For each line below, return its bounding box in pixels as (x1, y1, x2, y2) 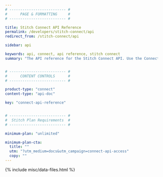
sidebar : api (5, 43, 32, 48)
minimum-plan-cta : (5, 140, 42, 145)
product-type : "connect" (5, 87, 55, 92)
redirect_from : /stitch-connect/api (5, 34, 79, 39)
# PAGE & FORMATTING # (5, 12, 70, 17)
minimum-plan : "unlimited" (5, 131, 60, 136)
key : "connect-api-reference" (5, 100, 66, 105)
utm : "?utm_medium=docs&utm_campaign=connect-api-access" (9, 149, 130, 154)
